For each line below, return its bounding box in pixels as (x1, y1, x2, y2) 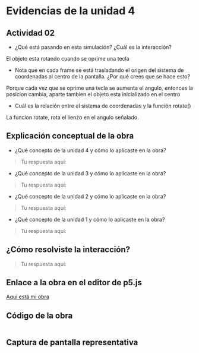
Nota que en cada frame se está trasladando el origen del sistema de (14, 67, 184, 74)
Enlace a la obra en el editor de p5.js (6, 278, 143, 288)
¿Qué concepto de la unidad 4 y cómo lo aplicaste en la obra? (14, 147, 166, 154)
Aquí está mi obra (6, 293, 49, 301)
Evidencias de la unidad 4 (6, 4, 135, 18)
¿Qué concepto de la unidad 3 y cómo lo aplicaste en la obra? (14, 169, 166, 176)
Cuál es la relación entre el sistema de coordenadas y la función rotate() (14, 102, 191, 109)
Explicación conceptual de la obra (6, 131, 134, 141)
